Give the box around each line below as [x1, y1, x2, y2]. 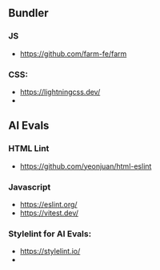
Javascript [8, 181, 51, 192]
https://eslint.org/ [19, 199, 78, 209]
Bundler [8, 6, 50, 20]
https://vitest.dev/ [19, 208, 78, 218]
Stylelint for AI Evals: [8, 228, 92, 239]
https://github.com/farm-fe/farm [19, 48, 127, 59]
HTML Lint [8, 143, 50, 154]
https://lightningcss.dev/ [19, 87, 101, 96]
